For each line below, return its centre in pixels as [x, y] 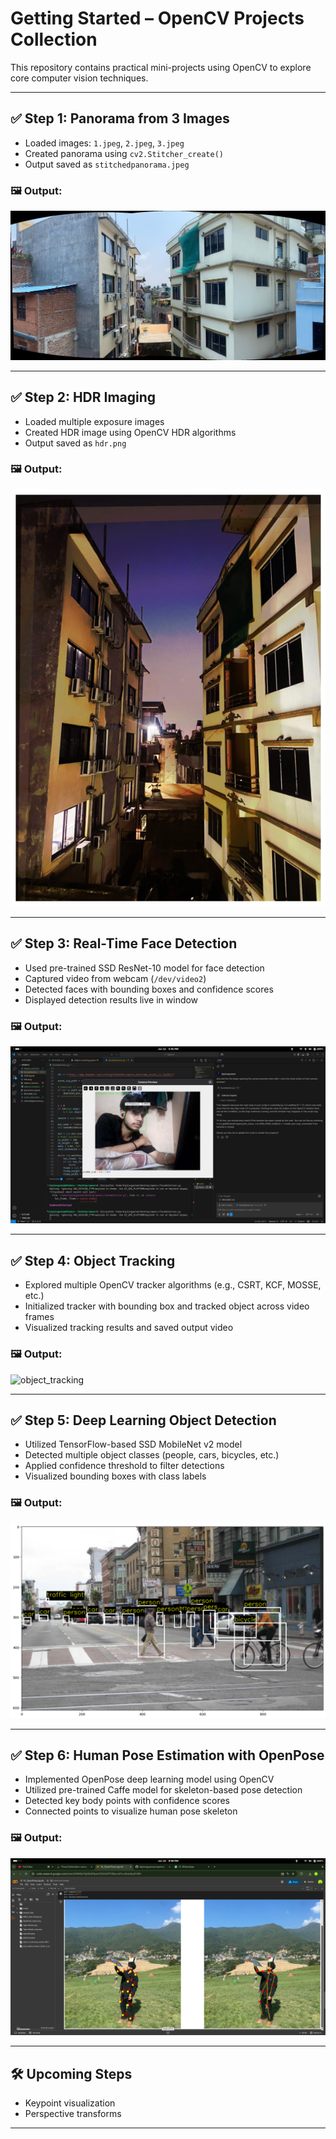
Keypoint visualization [70, 2103]
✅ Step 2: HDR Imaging [83, 397]
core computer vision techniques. [79, 78]
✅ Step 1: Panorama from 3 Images [120, 118]
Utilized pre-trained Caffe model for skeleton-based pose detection [163, 1790]
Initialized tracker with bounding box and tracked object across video [167, 1306]
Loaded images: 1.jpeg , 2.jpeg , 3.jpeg [104, 143]
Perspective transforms [73, 2114]
